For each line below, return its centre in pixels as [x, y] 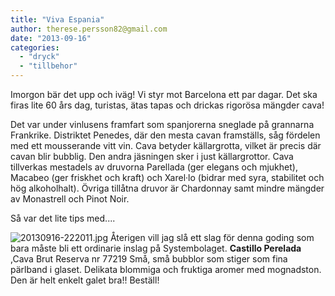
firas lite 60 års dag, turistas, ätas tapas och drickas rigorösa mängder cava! [167, 105]
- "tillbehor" [48, 66]
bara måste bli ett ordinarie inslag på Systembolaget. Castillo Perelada [156, 248]
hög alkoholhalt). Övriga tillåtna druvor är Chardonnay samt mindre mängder [167, 188]
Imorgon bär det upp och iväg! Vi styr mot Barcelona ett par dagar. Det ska [164, 94]
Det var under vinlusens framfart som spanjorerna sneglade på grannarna [162, 124]
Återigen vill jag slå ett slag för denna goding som [212, 237]
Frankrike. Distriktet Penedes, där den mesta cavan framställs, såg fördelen [165, 135]
